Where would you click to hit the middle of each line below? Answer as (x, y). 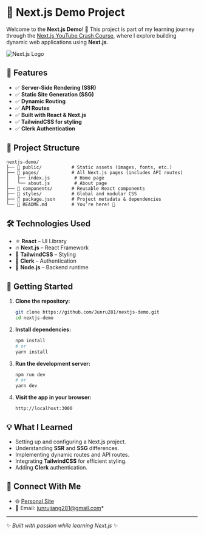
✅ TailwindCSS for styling (48, 121)
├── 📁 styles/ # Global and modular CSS (72, 193)
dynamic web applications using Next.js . (57, 42)
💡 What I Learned (39, 427)
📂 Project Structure (43, 148)
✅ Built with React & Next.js (51, 115)
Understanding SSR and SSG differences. (67, 448)
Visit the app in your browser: (53, 397)
